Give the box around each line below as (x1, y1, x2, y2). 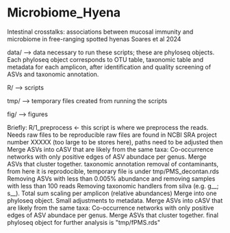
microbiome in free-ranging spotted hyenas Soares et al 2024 (7, 34, 181, 43)
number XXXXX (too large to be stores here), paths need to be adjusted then (7, 137, 223, 146)
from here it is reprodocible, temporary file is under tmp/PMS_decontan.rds (7, 167, 219, 175)
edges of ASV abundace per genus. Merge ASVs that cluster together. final (7, 211, 219, 219)
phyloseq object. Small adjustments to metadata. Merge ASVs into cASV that (7, 196, 223, 204)
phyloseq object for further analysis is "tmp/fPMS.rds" (7, 218, 161, 226)
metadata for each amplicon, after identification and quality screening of (7, 63, 212, 71)
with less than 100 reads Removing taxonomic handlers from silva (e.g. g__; (7, 181, 219, 190)
